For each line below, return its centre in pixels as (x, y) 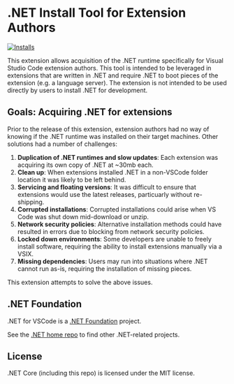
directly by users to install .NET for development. (78, 90)
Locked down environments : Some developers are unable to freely (114, 239)
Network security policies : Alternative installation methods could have (119, 224)
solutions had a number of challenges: (62, 144)
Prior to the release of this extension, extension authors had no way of (108, 129)
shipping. (31, 202)
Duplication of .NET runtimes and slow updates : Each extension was (118, 157)
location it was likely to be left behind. (72, 179)
